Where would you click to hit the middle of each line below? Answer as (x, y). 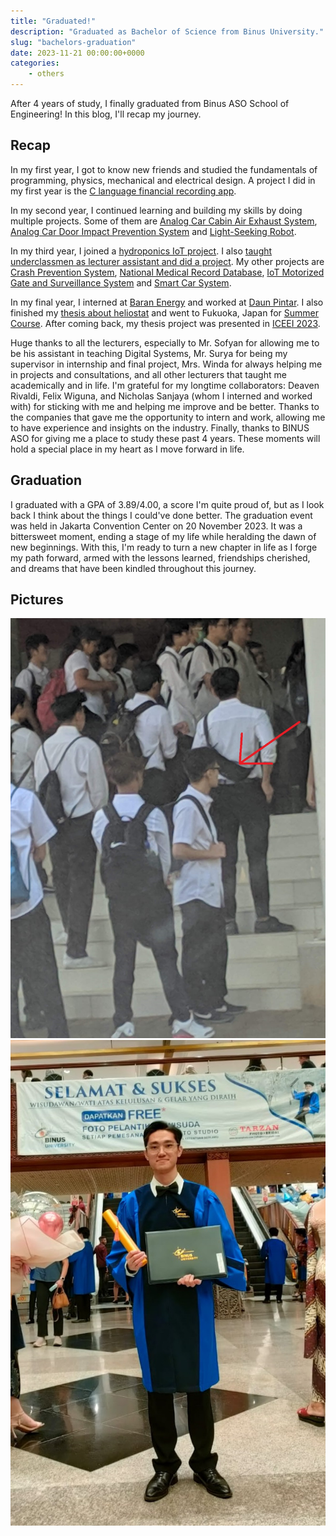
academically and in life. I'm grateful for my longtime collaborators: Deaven (165, 385)
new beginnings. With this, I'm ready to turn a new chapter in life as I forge (164, 547)
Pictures (37, 600)
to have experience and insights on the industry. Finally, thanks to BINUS (160, 427)
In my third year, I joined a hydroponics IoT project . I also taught (141, 251)
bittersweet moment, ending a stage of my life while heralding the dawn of (163, 536)
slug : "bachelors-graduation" (73, 42)
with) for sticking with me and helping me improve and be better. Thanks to (165, 406)
